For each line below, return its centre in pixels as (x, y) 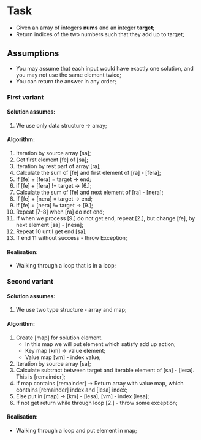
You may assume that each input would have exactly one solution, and (104, 68)
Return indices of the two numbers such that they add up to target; (100, 34)
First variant (25, 97)
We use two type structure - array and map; (71, 310)
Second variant (30, 282)
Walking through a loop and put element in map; (76, 430)
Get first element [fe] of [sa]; (52, 160)
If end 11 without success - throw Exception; (71, 238)
